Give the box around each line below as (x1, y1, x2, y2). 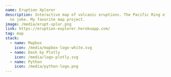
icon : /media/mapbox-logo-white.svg (14, 45, 93, 50)
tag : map (5, 31, 24, 36)
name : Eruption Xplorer (5, 7, 56, 13)
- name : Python (10, 59, 42, 64)
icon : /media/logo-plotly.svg (14, 54, 79, 60)
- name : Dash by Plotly (10, 50, 60, 55)
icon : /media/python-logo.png (14, 64, 79, 69)
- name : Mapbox (10, 41, 42, 46)
